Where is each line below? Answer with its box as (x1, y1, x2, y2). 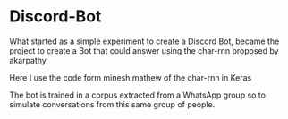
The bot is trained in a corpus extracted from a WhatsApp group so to (9, 89, 267, 100)
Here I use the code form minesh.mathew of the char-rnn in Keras (9, 72, 252, 82)
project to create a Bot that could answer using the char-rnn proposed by (9, 45, 279, 55)
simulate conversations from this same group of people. (9, 98, 216, 109)
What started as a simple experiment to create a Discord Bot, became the (9, 36, 280, 47)
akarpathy (9, 55, 47, 65)
